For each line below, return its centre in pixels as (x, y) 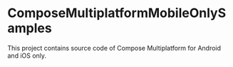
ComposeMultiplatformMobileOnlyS (117, 13)
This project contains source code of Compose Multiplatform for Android (114, 48)
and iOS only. (27, 56)
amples (30, 28)
